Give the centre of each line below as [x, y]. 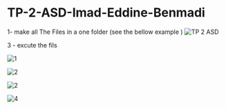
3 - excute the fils [32, 45]
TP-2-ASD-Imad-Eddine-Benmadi [106, 13]
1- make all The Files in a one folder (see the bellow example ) [95, 32]
